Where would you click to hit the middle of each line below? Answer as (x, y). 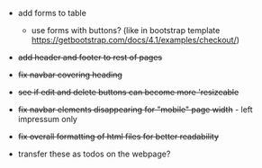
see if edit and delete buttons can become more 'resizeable (128, 92)
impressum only (48, 119)
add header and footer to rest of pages (90, 57)
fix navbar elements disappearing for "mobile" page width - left (136, 110)
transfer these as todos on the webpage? (94, 154)
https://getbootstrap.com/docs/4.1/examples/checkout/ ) (136, 40)
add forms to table (52, 13)
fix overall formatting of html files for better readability (118, 137)
